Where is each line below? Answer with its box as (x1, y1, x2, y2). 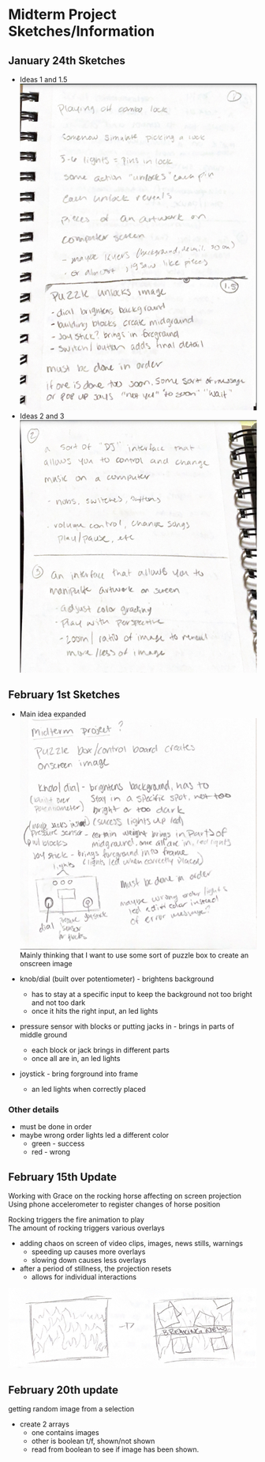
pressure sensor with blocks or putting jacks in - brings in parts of (19, 1022, 235, 1031)
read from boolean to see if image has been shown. (31, 1445, 200, 1454)
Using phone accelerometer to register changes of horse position (8, 1199, 221, 1209)
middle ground (19, 1030, 68, 1040)
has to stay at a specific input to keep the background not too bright (31, 990, 252, 999)
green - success (31, 1139, 85, 1148)
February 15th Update (8, 1170, 117, 1184)
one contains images (31, 1428, 100, 1437)
